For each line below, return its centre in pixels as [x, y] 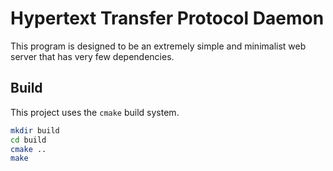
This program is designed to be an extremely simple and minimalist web [158, 46]
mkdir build [35, 130]
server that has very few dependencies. [92, 56]
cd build [28, 140]
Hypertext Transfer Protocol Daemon [167, 18]
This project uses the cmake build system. [95, 112]
